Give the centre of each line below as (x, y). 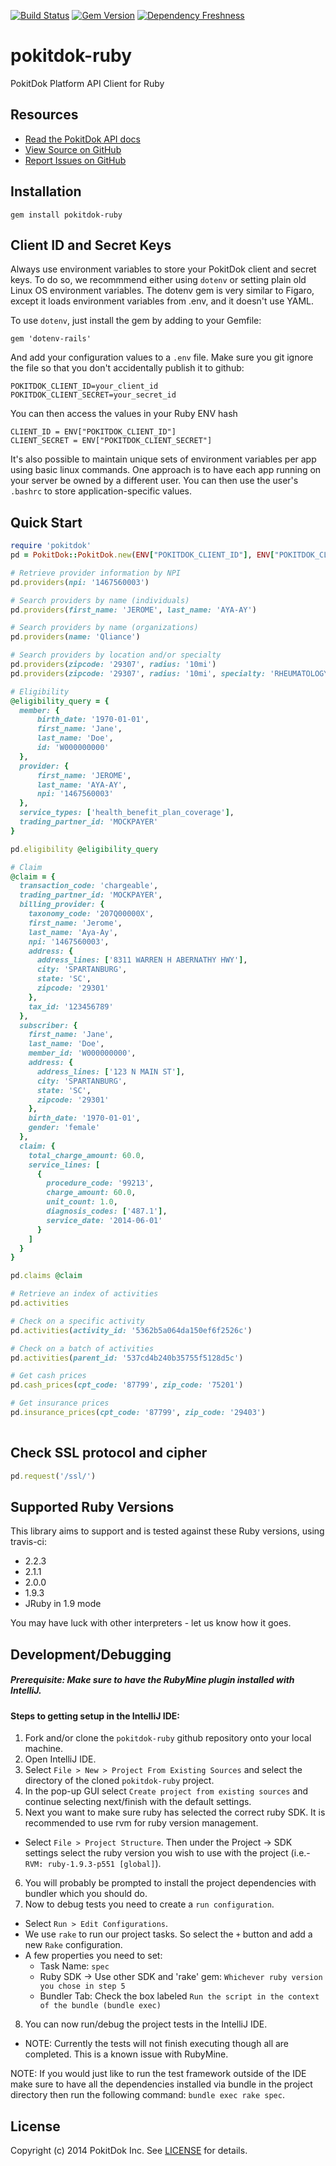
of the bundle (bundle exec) (100, 2006)
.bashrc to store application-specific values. (101, 491)
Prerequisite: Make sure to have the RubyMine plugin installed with (152, 1680)
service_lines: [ (64, 1165)
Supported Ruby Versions (92, 1506)
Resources (44, 115)
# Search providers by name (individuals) (100, 600)
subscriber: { (48, 1025)
